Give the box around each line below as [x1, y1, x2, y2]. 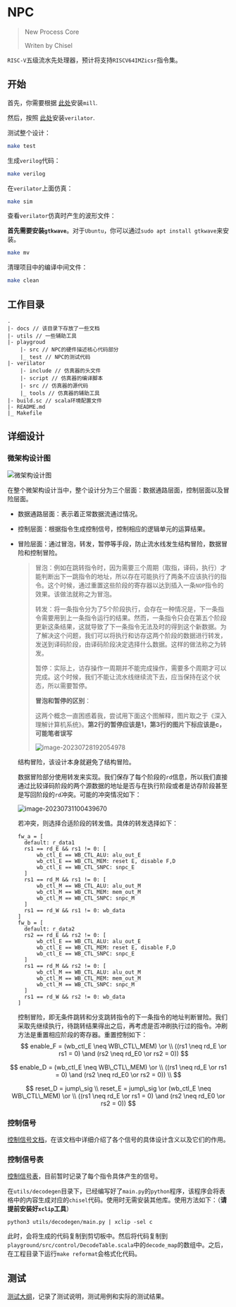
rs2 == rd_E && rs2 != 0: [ [24, 931, 107, 938]
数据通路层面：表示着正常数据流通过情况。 [17, 509, 142, 518]
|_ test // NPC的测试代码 [20, 353, 91, 360]
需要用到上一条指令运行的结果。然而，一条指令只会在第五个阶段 [41, 613, 227, 622]
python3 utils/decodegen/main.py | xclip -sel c [7, 1219, 153, 1226]
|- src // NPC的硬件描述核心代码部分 [20, 346, 119, 353]
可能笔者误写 [35, 729, 73, 737]
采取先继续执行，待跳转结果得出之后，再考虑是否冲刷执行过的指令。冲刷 [17, 1021, 228, 1030]
